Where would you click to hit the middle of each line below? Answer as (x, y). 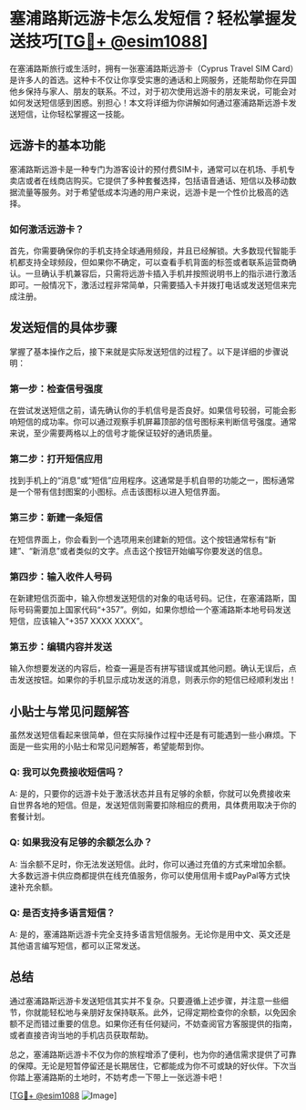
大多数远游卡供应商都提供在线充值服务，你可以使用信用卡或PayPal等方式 (146, 875)
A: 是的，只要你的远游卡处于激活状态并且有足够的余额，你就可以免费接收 (146, 794)
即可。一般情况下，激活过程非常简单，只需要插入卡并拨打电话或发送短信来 (149, 285)
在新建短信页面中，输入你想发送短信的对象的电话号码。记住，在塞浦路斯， (149, 599)
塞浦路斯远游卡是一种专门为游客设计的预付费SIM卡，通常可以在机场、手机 (148, 169)
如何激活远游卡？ (47, 229)
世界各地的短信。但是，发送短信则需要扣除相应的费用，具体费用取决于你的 (157, 805)
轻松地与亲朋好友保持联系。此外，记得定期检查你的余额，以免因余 (173, 1012)
